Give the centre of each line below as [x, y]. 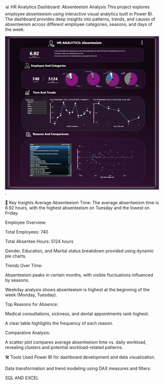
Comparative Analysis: [28, 332]
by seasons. [17, 280]
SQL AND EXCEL [22, 378]
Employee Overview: [26, 222]
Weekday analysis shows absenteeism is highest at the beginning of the [77, 289]
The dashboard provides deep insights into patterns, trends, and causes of [80, 19]
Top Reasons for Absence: [32, 304]
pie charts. [16, 256]
